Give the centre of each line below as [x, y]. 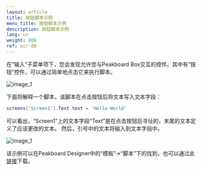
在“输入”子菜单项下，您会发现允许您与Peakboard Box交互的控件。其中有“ [99, 64]
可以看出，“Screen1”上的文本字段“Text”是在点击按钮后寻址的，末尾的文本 [99, 120]
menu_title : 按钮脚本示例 [37, 23]
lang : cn [17, 35]
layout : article [27, 12]
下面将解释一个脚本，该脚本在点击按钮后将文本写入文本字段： [84, 97]
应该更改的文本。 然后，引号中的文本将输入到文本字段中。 [90, 128]
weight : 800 [21, 40]
